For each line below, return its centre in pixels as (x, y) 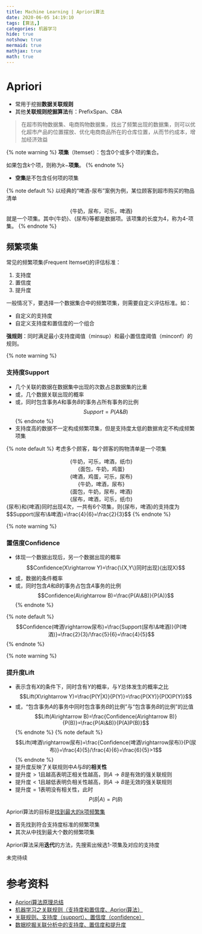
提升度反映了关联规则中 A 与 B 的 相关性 (61, 767)
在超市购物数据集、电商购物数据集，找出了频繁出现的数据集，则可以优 (108, 124)
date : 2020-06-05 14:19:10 (40, 17)
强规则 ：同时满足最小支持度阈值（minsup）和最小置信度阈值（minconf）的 (99, 336)
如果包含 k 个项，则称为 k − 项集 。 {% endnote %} (65, 165)
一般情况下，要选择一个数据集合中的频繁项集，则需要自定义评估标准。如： (99, 303)
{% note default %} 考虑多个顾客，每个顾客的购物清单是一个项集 (87, 448)
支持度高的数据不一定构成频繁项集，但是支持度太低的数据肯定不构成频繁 (105, 428)
